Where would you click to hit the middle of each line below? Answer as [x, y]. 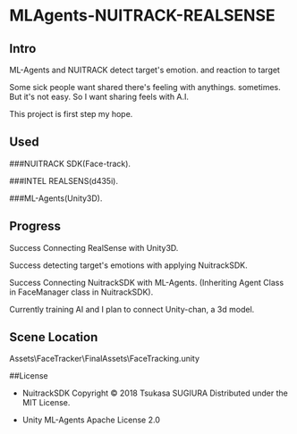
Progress [35, 226]
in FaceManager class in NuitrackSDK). [81, 292]
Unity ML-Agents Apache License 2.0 [91, 420]
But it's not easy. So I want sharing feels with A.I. [99, 96]
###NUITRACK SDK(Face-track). [70, 163]
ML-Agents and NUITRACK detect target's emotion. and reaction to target [144, 70]
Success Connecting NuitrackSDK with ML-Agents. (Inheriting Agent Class [147, 282]
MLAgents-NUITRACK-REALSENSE [142, 16]
